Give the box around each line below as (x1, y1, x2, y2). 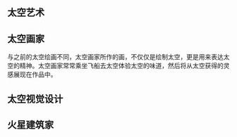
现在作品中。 (19, 70, 57, 79)
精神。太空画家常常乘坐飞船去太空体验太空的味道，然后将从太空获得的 (19, 62, 224, 70)
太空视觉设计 (7, 93, 63, 105)
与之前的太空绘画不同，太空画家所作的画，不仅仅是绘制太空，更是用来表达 (7, 53, 224, 61)
